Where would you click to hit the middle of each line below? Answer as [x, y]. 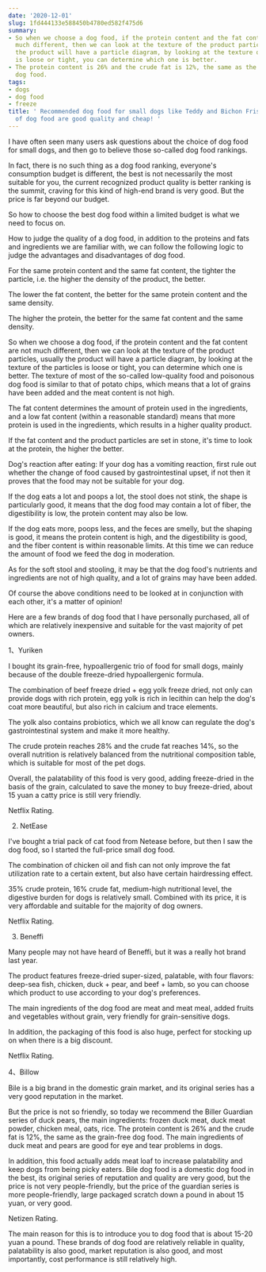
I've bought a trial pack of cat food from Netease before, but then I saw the [131, 841]
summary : [23, 30]
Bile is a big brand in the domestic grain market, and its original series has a [131, 1088]
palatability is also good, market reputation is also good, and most [116, 1251]
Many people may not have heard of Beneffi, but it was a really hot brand [127, 952]
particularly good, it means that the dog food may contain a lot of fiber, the [130, 504]
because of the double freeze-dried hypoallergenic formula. [106, 674]
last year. [23, 960]
